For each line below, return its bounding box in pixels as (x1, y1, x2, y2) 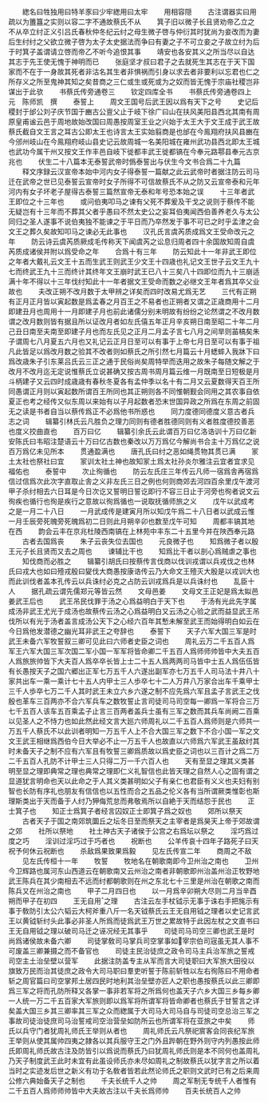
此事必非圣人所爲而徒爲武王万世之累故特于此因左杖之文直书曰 (57, 916, 260, 926)
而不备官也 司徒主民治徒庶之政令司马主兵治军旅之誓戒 (63, 946, 255, 955)
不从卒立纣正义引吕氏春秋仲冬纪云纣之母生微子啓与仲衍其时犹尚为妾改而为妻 (8, 27, 260, 36)
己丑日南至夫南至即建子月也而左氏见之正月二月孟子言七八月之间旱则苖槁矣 (8, 327, 253, 336)
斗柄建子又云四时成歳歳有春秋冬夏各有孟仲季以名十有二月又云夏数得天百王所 (8, 376, 260, 386)
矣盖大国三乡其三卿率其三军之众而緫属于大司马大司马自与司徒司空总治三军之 (8, 1006, 260, 1015)
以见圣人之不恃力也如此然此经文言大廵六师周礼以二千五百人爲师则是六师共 (8, 716, 253, 726)
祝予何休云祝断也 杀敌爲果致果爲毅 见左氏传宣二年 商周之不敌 (8, 846, 252, 855)
